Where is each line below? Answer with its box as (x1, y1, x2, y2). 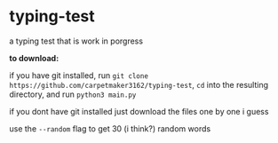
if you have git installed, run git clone (9, 69, 149, 81)
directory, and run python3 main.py (9, 89, 137, 99)
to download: (9, 52, 60, 63)
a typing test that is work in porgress (9, 36, 144, 46)
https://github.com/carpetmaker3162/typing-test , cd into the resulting (9, 79, 269, 90)
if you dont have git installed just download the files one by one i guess (9, 106, 269, 116)
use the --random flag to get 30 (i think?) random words (9, 123, 211, 134)
